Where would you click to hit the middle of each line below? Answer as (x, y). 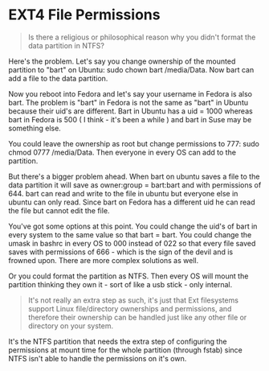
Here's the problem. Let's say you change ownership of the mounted (122, 61)
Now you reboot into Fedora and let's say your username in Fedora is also (130, 93)
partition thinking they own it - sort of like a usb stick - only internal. (120, 284)
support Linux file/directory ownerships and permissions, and (130, 308)
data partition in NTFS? (66, 45)
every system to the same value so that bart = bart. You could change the (130, 234)
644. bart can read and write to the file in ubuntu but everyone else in (123, 193)
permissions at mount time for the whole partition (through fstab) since (125, 350)
